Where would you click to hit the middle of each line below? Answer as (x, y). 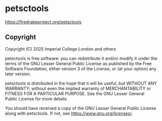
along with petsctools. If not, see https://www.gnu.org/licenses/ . (69, 113)
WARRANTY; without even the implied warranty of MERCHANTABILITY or (78, 88)
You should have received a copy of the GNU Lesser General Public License (81, 108)
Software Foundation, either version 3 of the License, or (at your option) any (81, 69)
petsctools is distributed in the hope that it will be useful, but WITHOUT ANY (81, 83)
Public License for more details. (37, 99)
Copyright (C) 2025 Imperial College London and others (60, 49)
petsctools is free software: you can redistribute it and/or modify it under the (81, 58)
